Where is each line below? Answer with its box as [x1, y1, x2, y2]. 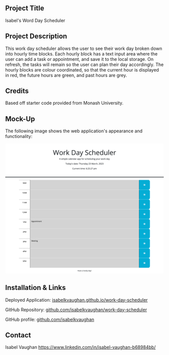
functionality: [5, 133, 33, 139]
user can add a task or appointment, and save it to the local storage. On [5, 56, 154, 62]
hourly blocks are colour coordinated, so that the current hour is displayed [5, 66, 159, 73]
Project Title [5, 4, 44, 13]
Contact [5, 331, 31, 339]
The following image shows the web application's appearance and [5, 128, 143, 134]
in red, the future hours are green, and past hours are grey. [5, 72, 127, 78]
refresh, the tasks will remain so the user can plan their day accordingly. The [5, 61, 164, 67]
